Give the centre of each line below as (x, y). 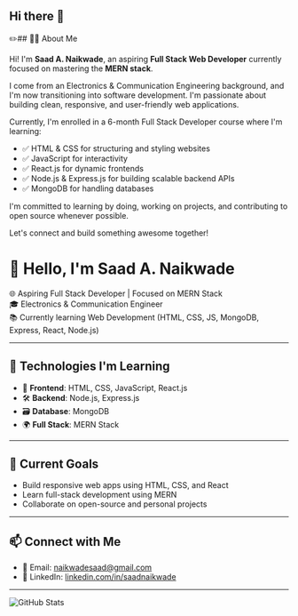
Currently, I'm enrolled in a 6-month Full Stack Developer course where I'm (146, 122)
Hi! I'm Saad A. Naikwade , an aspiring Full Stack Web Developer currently (145, 59)
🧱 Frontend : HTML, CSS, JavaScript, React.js (105, 388)
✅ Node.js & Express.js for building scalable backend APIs (128, 178)
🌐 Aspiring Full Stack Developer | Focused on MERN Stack (116, 293)
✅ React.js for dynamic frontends (83, 168)
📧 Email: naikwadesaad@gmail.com (87, 568)
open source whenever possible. (69, 215)
